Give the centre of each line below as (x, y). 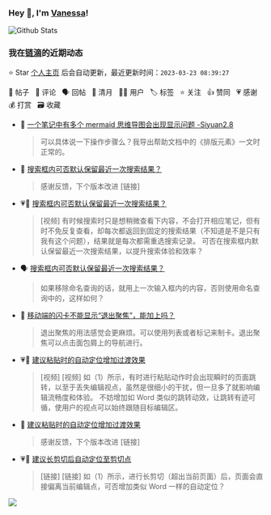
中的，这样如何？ (76, 298)
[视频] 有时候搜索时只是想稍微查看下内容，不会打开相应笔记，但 (146, 220)
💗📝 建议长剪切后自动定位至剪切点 (76, 459)
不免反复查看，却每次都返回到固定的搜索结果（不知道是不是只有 (154, 231)
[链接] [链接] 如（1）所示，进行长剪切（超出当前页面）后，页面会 (148, 476)
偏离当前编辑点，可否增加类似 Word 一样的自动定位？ (136, 486)
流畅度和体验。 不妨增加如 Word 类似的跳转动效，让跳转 (141, 397)
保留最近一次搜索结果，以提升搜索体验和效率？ (125, 251)
